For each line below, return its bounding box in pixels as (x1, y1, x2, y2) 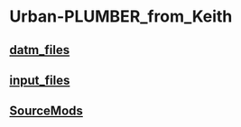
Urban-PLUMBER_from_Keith (9, 6, 233, 27)
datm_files (9, 42, 70, 58)
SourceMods (9, 104, 84, 119)
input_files (9, 72, 70, 87)
